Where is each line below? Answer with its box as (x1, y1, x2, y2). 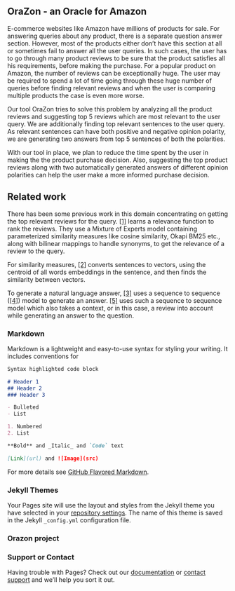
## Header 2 (7, 385, 42, 392)
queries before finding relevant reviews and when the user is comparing (7, 83, 216, 92)
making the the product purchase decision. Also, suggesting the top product (7, 156, 228, 164)
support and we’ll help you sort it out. (7, 576, 115, 584)
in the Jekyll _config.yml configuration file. (7, 515, 131, 524)
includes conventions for (7, 352, 79, 360)
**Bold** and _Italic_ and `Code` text (7, 442, 124, 449)
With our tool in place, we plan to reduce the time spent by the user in (7, 148, 209, 156)
